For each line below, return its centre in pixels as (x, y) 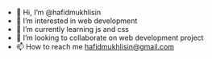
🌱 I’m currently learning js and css (72, 29)
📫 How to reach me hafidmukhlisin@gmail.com (95, 47)
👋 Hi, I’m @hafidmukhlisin (58, 12)
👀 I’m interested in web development (77, 21)
